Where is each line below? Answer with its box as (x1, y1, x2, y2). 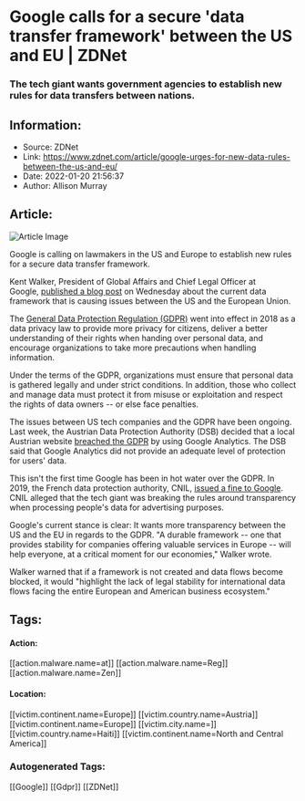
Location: (9, 688, 46, 699)
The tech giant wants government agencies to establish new (9, 78, 282, 90)
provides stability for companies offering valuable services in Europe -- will (9, 538, 291, 549)
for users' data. (9, 454, 66, 466)
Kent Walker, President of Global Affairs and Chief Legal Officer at (9, 276, 257, 286)
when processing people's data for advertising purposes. (9, 502, 225, 513)
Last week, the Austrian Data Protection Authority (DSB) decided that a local (9, 426, 296, 437)
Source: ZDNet (22, 141, 79, 152)
